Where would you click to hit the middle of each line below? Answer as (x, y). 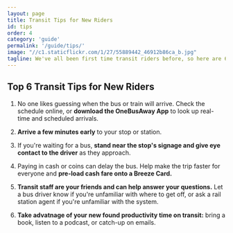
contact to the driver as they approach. (74, 153)
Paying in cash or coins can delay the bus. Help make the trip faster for (119, 166)
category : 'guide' (34, 40)
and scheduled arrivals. (65, 118)
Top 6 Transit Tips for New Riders (81, 87)
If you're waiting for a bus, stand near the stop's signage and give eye (119, 145)
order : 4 (20, 33)
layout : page (26, 14)
